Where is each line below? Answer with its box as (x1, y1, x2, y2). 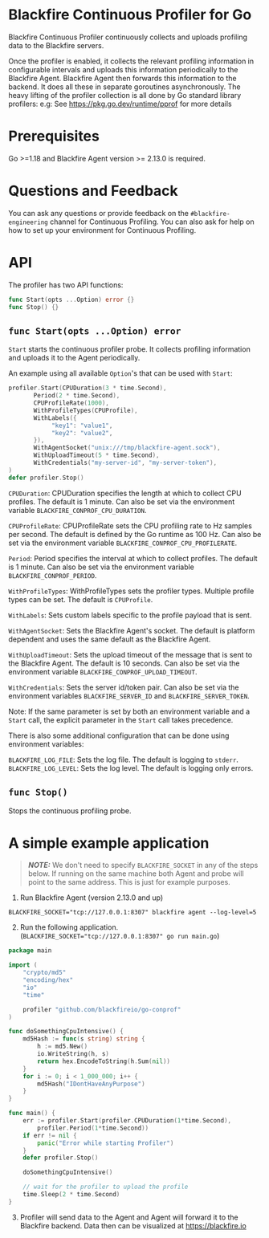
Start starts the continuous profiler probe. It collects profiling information (8, 344, 251, 354)
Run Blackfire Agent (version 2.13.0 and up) (19, 893, 164, 902)
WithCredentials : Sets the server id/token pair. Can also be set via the (8, 682, 239, 692)
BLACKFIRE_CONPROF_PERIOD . (8, 570, 97, 580)
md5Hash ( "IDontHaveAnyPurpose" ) (37, 1080, 146, 1088)
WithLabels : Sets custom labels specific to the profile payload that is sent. (8, 610, 252, 620)
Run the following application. (19, 922, 119, 932)
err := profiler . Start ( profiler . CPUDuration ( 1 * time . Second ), (22, 1117, 231, 1125)
